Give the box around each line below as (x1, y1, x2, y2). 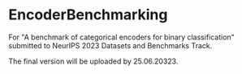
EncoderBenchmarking (8, 6, 168, 24)
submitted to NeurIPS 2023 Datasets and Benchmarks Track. (8, 40, 213, 50)
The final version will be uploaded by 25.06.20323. (8, 56, 179, 66)
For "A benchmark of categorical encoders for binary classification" (8, 32, 236, 42)
